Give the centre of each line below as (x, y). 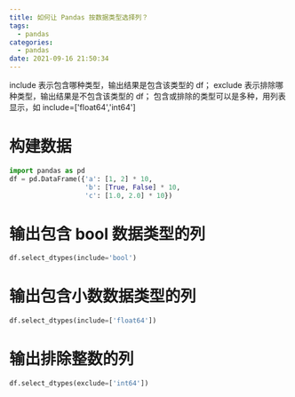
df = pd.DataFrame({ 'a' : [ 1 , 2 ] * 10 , (81, 179)
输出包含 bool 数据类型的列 (108, 234)
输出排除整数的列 (72, 359)
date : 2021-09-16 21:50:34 (59, 59)
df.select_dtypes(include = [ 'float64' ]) (83, 321)
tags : (19, 26)
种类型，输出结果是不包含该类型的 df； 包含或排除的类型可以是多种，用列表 (147, 96)
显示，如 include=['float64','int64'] (72, 107)
